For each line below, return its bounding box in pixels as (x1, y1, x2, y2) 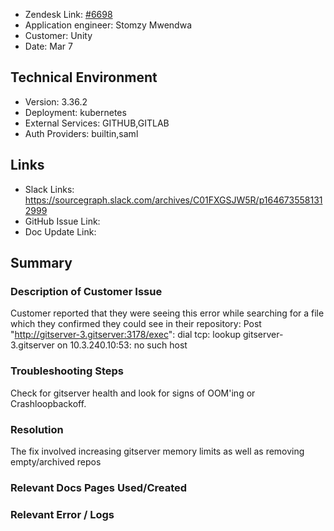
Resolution (10, 422, 64, 436)
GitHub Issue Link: (24, 215, 101, 227)
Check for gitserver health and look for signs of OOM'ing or (10, 387, 256, 399)
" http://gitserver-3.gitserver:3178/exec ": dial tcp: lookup (10, 329, 242, 341)
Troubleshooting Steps (10, 364, 124, 378)
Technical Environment (10, 69, 158, 86)
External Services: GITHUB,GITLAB (24, 117, 170, 129)
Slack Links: (24, 183, 75, 195)
